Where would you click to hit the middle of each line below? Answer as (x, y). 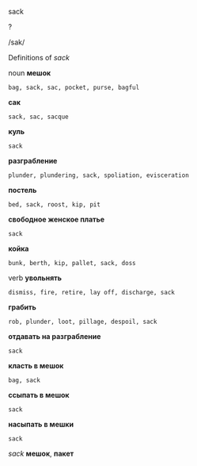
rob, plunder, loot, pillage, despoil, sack (83, 322)
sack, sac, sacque (38, 117)
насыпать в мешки (41, 424)
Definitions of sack (39, 58)
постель (23, 190)
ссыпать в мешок (39, 395)
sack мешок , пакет (41, 453)
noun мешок (30, 73)
